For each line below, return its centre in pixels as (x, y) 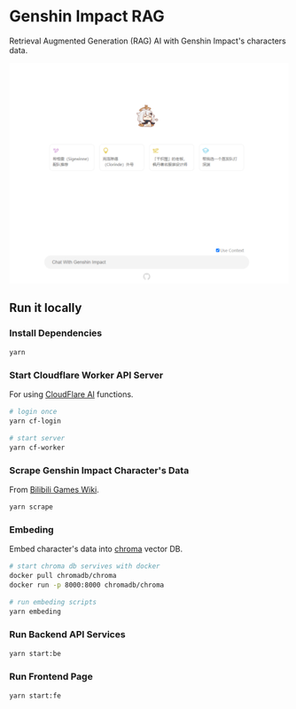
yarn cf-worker (37, 448)
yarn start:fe (35, 696)
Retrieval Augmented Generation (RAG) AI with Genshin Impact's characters (148, 41)
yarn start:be (35, 654)
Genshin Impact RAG (87, 16)
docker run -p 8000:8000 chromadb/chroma (87, 585)
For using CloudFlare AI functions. (71, 394)
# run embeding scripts (53, 603)
